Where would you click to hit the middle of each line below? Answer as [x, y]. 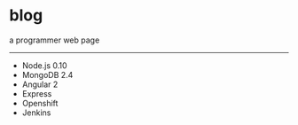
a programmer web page [55, 40]
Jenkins [36, 113]
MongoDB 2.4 [47, 74]
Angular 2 [40, 84]
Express [37, 93]
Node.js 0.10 [45, 65]
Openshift [40, 103]
